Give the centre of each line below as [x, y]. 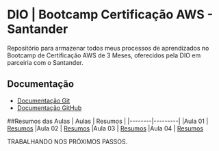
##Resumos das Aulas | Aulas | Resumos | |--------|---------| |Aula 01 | [108, 121]
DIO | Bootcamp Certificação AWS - [110, 15]
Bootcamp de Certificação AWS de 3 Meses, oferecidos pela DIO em [104, 55]
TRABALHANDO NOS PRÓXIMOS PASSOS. [67, 141]
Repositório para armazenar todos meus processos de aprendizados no [108, 48]
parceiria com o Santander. [45, 62]
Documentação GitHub [49, 108]
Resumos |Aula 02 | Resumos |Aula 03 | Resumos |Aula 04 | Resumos [105, 128]
